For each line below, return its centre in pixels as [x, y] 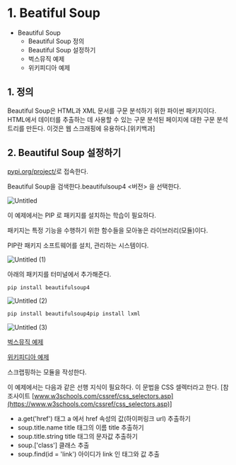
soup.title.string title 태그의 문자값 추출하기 [77, 437]
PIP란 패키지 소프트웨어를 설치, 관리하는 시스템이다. [78, 245]
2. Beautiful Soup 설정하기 [64, 153]
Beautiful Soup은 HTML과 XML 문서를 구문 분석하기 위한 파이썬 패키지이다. [112, 111]
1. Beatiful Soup [54, 13]
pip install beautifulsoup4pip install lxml [74, 314]
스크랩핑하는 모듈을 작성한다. [47, 372]
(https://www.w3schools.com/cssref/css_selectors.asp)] [90, 404]
